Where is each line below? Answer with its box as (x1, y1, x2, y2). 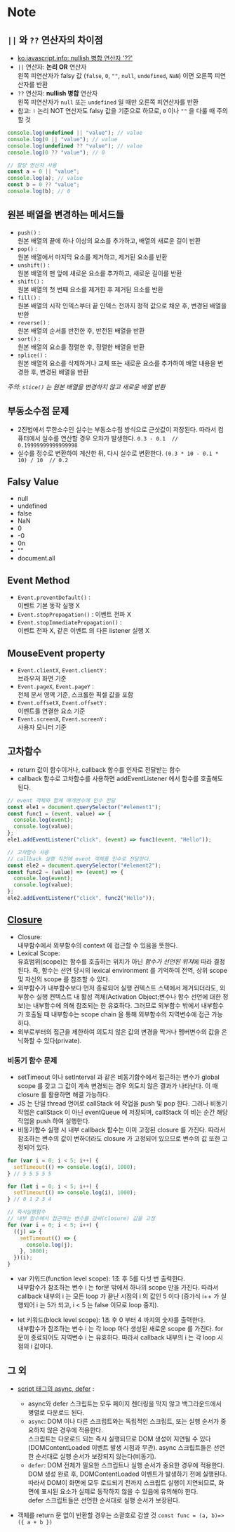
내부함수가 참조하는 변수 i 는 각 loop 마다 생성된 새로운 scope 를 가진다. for (17, 1325, 224, 1333)
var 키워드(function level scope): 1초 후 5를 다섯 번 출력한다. (17, 1274, 186, 1283)
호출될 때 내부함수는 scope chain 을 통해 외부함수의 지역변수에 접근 (25, 1009, 210, 1019)
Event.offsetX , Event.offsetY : (17, 698, 107, 707)
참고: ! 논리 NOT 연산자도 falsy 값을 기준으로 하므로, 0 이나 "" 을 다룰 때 (17, 107, 215, 114)
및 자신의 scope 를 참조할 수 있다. (17, 974, 110, 983)
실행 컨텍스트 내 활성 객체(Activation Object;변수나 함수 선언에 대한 (36, 992, 222, 1001)
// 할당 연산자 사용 (7, 162, 58, 169)
